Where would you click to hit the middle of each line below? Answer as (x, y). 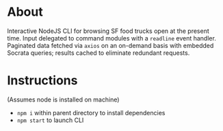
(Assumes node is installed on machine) (63, 99)
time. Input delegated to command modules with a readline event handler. (112, 38)
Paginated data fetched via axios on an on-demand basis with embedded (110, 45)
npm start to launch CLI (50, 120)
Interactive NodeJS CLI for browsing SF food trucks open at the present (108, 31)
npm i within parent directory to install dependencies (91, 112)
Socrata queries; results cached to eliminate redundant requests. (99, 53)
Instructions (42, 81)
